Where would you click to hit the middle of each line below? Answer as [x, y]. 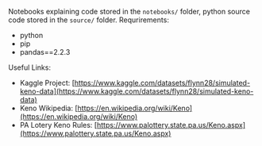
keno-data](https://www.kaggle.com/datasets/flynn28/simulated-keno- [137, 91]
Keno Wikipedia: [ [48, 108]
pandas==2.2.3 [45, 52]
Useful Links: [30, 67]
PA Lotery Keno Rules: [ [58, 125]
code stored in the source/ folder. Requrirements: [89, 20]
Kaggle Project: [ [47, 83]
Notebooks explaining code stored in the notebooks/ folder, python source [129, 12]
